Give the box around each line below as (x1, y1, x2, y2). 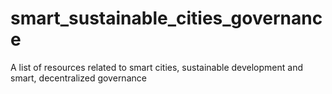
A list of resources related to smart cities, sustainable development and (10, 61, 303, 73)
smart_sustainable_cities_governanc (10, 7, 323, 30)
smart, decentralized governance (10, 72, 147, 84)
